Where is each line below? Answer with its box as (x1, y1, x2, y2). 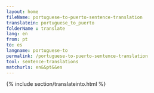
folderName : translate (6, 25, 66, 32)
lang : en (6, 31, 28, 37)
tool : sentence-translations (6, 58, 79, 64)
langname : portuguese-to (6, 48, 68, 54)
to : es (6, 42, 23, 48)
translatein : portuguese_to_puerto (6, 20, 95, 26)
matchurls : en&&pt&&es (6, 64, 63, 70)
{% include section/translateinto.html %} (6, 80, 106, 88)
